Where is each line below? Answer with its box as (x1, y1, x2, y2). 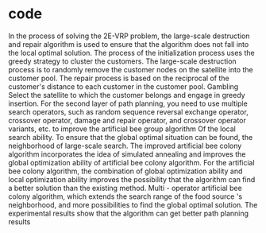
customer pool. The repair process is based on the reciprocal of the (8, 73, 229, 83)
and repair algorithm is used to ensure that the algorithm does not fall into (8, 39, 249, 49)
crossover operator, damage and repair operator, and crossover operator (8, 115, 246, 125)
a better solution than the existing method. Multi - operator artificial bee (8, 183, 242, 192)
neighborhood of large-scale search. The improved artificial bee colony (8, 141, 242, 150)
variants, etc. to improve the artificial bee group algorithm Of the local (8, 124, 236, 134)
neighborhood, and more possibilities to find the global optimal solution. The (8, 200, 258, 209)
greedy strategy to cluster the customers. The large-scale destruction (8, 56, 237, 66)
